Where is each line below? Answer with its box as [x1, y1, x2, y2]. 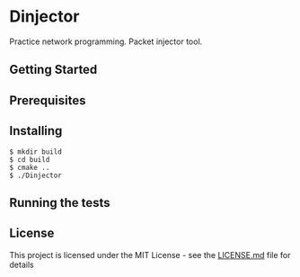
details [9, 259, 34, 270]
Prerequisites [9, 93, 86, 108]
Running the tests [9, 195, 110, 210]
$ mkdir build [9, 147, 63, 156]
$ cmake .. [9, 163, 50, 172]
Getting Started [9, 62, 98, 77]
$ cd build [9, 155, 50, 164]
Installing [9, 123, 63, 138]
